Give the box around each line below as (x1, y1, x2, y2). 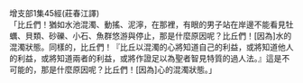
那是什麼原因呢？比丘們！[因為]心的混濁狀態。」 (40, 64, 217, 75)
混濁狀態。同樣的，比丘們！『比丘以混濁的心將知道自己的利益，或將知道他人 (9, 41, 294, 52)
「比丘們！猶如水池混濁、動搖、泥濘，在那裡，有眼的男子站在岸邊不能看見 (9, 19, 286, 30)
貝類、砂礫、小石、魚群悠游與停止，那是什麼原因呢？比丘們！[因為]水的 (24, 31, 292, 41)
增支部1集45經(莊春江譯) (9, 8, 100, 18)
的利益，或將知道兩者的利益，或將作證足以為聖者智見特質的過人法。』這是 (9, 53, 282, 63)
